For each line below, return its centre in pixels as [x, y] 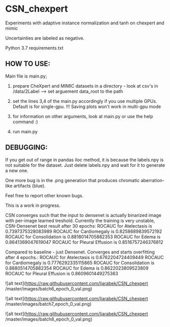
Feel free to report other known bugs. [44, 195]
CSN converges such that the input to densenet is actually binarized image [83, 215]
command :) [25, 122]
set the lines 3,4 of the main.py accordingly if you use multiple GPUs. [85, 101]
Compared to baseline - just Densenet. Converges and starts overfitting [80, 252]
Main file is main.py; [26, 76]
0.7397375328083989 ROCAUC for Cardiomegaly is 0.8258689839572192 [84, 231]
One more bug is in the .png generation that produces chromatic [73, 180]
